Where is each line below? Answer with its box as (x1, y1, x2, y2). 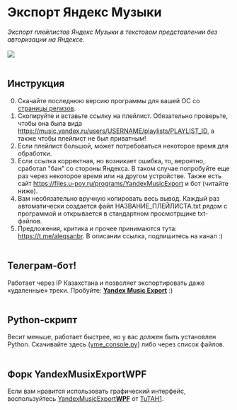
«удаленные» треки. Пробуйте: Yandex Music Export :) (7, 286, 173, 294)
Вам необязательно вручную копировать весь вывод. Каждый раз (17, 194, 220, 202)
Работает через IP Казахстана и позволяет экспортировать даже (7, 279, 205, 287)
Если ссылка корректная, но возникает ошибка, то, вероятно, (17, 156, 205, 165)
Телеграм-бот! (7, 259, 76, 272)
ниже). (17, 187, 38, 195)
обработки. (17, 149, 52, 158)
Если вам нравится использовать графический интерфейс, (7, 387, 186, 396)
